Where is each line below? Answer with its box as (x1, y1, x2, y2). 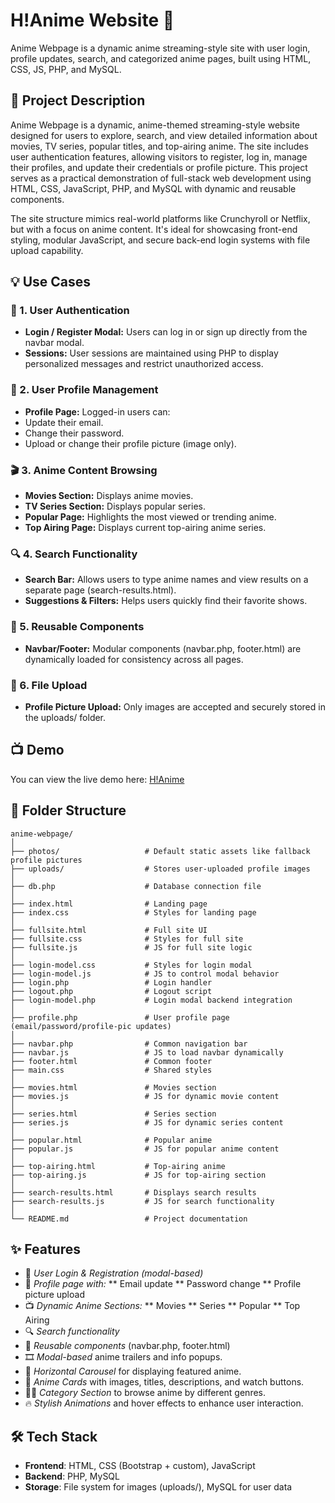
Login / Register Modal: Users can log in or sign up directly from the (24, 326, 308, 338)
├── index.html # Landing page (10, 899, 208, 909)
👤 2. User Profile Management (10, 383, 159, 397)
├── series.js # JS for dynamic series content (10, 1117, 284, 1128)
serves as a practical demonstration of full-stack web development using (10, 172, 312, 184)
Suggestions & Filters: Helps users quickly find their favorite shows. (24, 595, 308, 607)
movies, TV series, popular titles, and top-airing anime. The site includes (10, 140, 309, 152)
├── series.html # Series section (10, 1109, 217, 1119)
